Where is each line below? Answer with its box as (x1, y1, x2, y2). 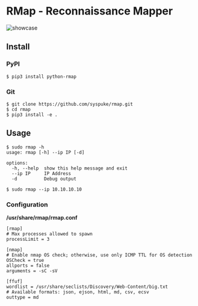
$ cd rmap (6, 106, 31, 112)
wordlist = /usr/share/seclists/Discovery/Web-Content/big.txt (6, 284, 169, 290)
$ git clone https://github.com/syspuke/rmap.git (6, 101, 134, 107)
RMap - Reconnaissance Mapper (6, 4, 173, 18)
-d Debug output (11, 176, 77, 182)
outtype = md (6, 295, 39, 301)
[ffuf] (6, 279, 23, 285)
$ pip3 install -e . (6, 112, 58, 118)
